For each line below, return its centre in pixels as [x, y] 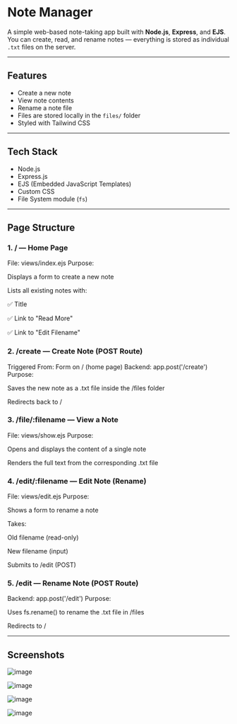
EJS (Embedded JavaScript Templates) [74, 184]
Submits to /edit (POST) [42, 565]
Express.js [32, 176]
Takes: [17, 524]
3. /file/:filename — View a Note [63, 420]
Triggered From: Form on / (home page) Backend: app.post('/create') [108, 367]
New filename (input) [38, 551]
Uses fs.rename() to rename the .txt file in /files [76, 612]
